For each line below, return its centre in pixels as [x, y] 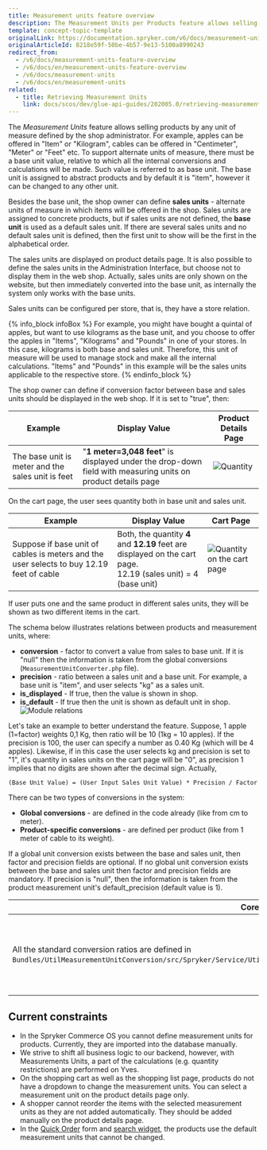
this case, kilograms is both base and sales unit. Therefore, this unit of [123, 349]
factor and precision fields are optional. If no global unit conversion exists [128, 862]
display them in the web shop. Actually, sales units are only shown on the [128, 276]
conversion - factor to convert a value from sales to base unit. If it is [132, 651]
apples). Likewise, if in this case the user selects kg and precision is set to [129, 751]
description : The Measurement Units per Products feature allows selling [133, 23]
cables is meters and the [58, 554]
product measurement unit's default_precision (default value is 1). [116, 887]
